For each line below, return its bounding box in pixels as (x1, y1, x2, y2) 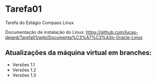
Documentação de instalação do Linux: (5, 29, 85, 35)
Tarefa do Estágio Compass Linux (5, 20, 74, 26)
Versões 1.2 (12, 67, 36, 73)
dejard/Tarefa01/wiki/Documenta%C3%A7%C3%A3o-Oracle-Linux (5, 34, 143, 40)
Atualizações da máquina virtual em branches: (5, 49, 152, 57)
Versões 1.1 (12, 61, 35, 67)
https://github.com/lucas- (86, 29, 138, 35)
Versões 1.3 (12, 72, 36, 78)
